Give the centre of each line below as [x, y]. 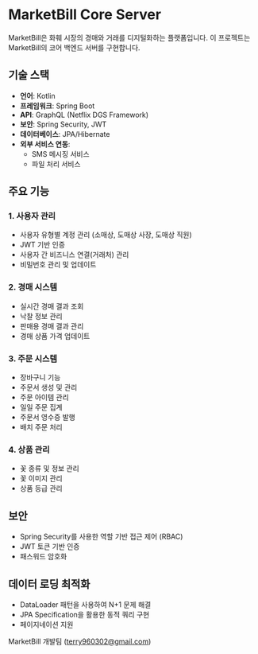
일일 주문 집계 [41, 407]
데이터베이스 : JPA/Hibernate [65, 134]
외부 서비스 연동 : [45, 144]
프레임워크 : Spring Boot [57, 106]
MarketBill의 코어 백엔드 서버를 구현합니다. [74, 47]
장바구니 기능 [40, 378]
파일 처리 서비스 [56, 164]
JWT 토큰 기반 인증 [50, 547]
